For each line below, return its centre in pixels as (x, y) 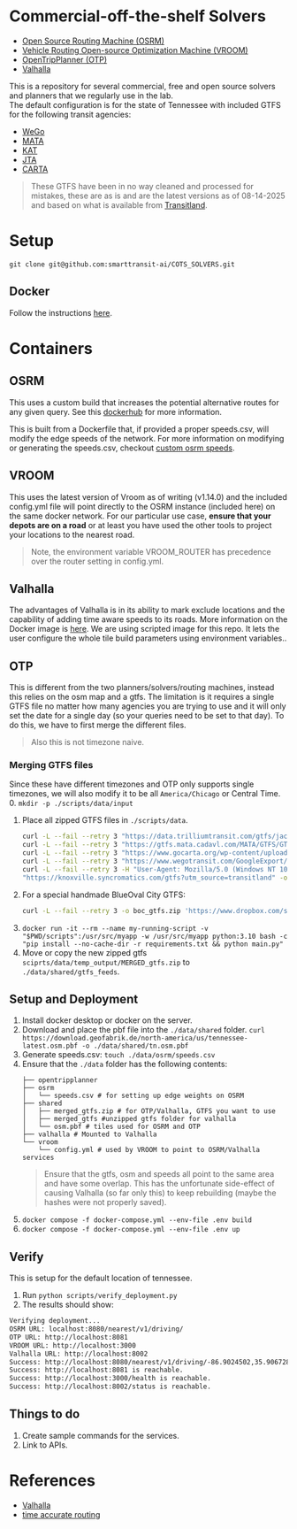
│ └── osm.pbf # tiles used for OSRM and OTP (111, 1127)
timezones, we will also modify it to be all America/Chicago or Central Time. (145, 794)
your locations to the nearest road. (72, 534)
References (52, 1481)
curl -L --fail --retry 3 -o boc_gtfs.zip (101, 910)
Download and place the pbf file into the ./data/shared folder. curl (143, 1030)
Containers (51, 348)
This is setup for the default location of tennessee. (101, 1278)
